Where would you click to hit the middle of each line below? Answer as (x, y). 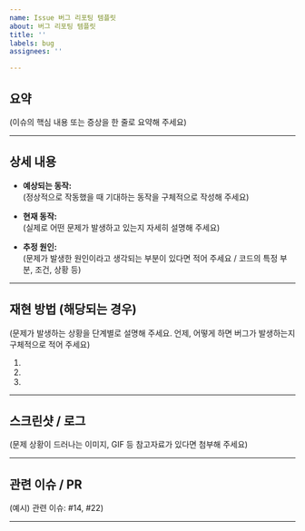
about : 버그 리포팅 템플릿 (53, 26)
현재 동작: (39, 216)
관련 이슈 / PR (46, 484)
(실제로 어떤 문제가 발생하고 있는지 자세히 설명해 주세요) (121, 227)
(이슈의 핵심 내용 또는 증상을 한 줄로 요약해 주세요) (98, 122)
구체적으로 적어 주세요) (50, 344)
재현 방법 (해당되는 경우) (73, 310)
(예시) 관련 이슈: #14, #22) (57, 508)
